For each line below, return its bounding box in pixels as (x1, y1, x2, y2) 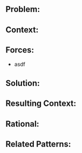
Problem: (5, 4, 40, 14)
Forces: (5, 45, 34, 55)
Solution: (5, 78, 40, 88)
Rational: (5, 118, 40, 129)
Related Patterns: (5, 139, 71, 149)
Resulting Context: (5, 99, 77, 109)
